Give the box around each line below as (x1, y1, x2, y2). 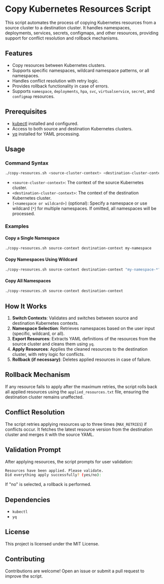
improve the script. (5, 573, 43, 579)
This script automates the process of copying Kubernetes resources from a (5, 20, 156, 25)
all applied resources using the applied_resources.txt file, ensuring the (5, 389, 149, 395)
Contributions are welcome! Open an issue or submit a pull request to (5, 568, 145, 574)
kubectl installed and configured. (12, 121, 79, 126)
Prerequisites (5, 107, 47, 116)
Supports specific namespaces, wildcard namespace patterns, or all (12, 67, 150, 73)
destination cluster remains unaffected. (5, 394, 84, 400)
